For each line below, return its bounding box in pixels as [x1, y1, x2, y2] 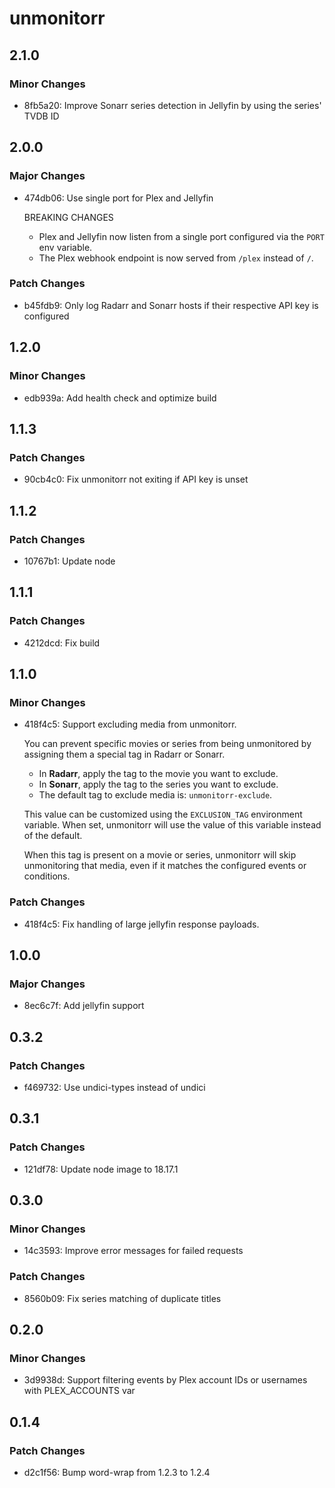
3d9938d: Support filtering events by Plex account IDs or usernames [23, 1374, 308, 1386]
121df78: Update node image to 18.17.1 [23, 1163, 179, 1175]
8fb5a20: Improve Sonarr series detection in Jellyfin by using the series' [23, 99, 322, 111]
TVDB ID [23, 110, 60, 122]
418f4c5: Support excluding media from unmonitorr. [23, 718, 237, 731]
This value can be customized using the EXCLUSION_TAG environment [23, 808, 303, 821]
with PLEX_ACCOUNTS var [23, 1385, 136, 1397]
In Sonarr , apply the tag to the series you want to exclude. [38, 778, 279, 791]
